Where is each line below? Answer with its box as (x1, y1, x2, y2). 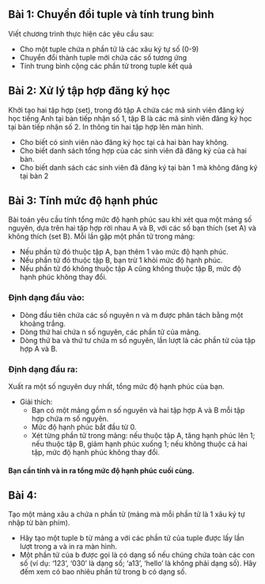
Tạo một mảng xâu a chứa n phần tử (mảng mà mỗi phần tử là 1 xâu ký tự (8, 510, 245, 519)
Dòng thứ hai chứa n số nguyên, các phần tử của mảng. (19, 326, 201, 337)
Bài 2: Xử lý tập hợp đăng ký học (8, 84, 171, 97)
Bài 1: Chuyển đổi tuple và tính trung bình (8, 8, 215, 21)
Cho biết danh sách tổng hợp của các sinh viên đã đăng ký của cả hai (19, 146, 247, 155)
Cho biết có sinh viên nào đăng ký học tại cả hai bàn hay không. (19, 137, 229, 147)
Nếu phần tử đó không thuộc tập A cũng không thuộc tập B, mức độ (19, 264, 241, 273)
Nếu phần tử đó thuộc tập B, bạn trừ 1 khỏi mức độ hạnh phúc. (19, 255, 223, 265)
